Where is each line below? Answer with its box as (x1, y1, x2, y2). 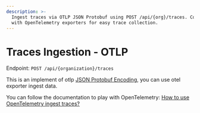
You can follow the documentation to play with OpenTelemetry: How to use (6, 94, 189, 101)
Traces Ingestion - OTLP (6, 45, 129, 59)
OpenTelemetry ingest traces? (6, 100, 80, 107)
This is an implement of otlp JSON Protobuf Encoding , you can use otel (6, 76, 181, 83)
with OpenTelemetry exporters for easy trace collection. (11, 20, 159, 25)
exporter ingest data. (6, 82, 58, 89)
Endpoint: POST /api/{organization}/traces (6, 64, 114, 72)
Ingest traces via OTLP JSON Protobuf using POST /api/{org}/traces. (11, 14, 187, 20)
